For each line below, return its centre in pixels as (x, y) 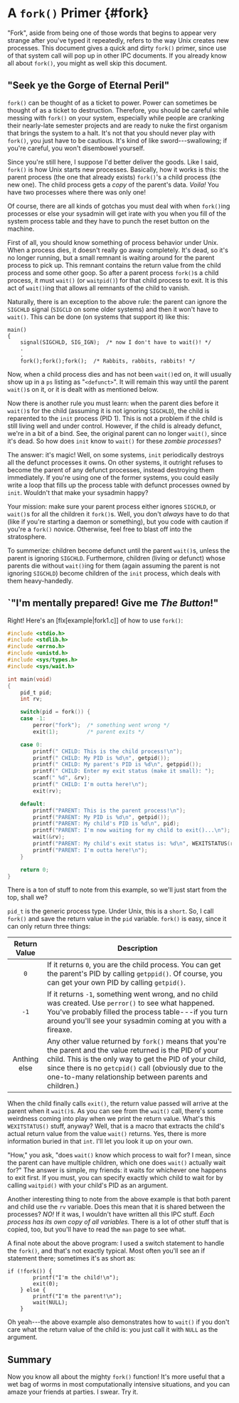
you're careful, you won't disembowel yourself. (76, 148)
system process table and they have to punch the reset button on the (108, 221)
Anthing (26, 1059)
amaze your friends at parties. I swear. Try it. (73, 1392)
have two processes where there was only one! (77, 192)
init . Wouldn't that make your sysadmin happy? (78, 492)
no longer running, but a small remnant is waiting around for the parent (111, 257)
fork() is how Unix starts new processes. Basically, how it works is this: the (118, 169)
